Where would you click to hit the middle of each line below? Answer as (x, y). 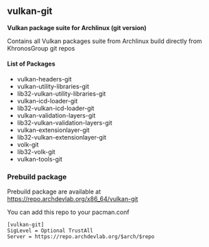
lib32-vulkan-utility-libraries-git (61, 94)
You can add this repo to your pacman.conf (68, 212)
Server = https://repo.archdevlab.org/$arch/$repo (81, 237)
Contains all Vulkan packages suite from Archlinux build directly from (104, 41)
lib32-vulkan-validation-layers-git (64, 123)
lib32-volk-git (36, 152)
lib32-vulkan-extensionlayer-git (62, 138)
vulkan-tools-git (40, 159)
